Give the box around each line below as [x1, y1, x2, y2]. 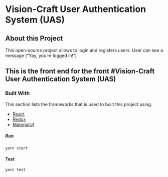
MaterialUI [12, 121, 34, 127]
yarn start [5, 145, 28, 150]
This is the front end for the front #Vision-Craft [5, 67, 155, 75]
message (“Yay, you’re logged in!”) [5, 52, 77, 58]
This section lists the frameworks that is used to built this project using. [5, 101, 152, 107]
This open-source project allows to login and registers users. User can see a [5, 47, 163, 53]
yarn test [5, 167, 26, 172]
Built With [5, 90, 30, 97]
